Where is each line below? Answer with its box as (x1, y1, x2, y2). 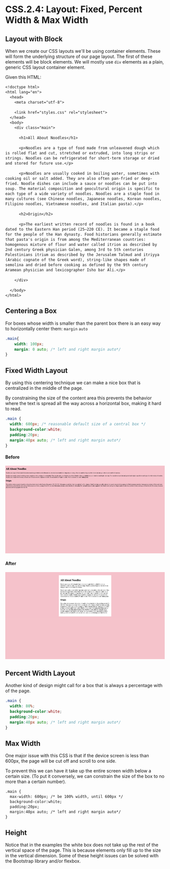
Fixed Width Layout (5, 366, 68, 375)
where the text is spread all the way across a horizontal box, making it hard (5, 400, 161, 407)
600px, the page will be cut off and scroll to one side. (5, 758, 116, 764)
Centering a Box (5, 306, 57, 316)
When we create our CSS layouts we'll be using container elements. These (5, 48, 161, 54)
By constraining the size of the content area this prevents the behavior (5, 395, 152, 401)
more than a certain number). (5, 779, 67, 785)
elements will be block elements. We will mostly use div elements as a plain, (5, 59, 164, 65)
